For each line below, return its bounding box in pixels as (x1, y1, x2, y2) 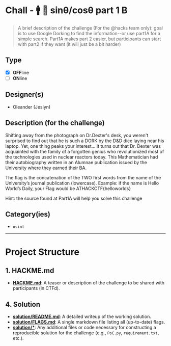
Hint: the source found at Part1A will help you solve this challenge (5, 195, 142, 201)
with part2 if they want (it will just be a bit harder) (17, 41, 121, 47)
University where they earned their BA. (5, 165, 87, 171)
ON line (12, 75, 27, 81)
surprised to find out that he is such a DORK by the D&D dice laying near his (5, 138, 164, 144)
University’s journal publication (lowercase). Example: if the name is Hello (5, 180, 159, 186)
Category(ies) (5, 210, 51, 219)
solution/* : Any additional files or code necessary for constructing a (12, 325, 156, 331)
